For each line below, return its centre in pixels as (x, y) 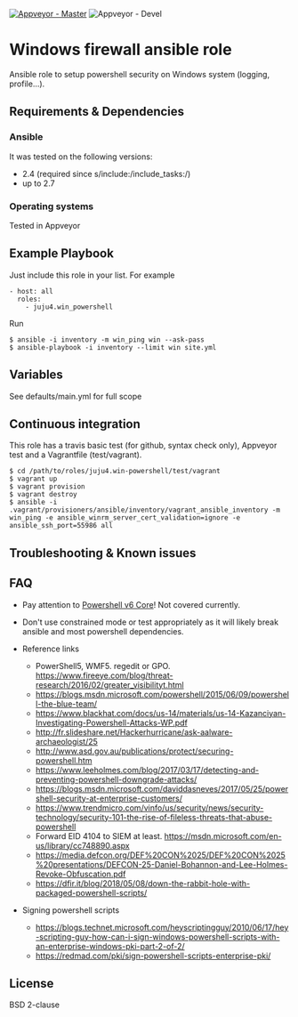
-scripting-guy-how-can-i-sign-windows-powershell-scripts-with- (157, 936)
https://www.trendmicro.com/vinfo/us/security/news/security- (149, 807)
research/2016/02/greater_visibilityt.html (109, 684)
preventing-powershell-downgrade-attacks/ (116, 779)
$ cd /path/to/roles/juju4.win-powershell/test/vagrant (115, 472)
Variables (36, 375)
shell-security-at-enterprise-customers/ (109, 798)
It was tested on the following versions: (81, 157)
